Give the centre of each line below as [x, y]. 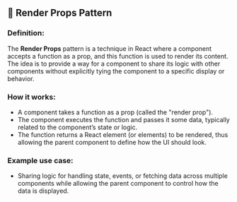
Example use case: [40, 160]
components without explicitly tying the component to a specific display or [116, 71]
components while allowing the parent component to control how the [118, 184]
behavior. [21, 78]
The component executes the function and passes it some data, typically [123, 119]
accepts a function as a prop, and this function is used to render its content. [118, 56]
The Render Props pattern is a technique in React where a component [110, 48]
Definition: [26, 33]
